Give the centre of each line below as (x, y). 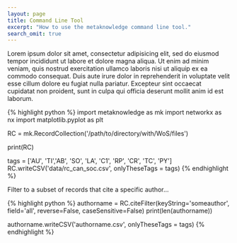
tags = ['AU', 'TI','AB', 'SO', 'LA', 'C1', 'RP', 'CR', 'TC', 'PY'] (89, 161)
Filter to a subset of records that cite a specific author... (88, 190)
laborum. (21, 99)
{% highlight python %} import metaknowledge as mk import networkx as (115, 112)
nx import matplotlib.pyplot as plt (56, 120)
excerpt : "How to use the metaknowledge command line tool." (99, 27)
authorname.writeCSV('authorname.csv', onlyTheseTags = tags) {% (106, 225)
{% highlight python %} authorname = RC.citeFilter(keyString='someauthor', (118, 203)
